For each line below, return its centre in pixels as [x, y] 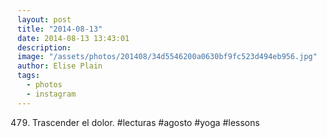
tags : [28, 76]
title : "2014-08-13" [60, 29]
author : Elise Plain [60, 66]
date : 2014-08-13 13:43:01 [73, 38]
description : [44, 47]
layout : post [44, 19]
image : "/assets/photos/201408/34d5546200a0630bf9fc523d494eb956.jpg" [167, 57]
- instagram [51, 94]
